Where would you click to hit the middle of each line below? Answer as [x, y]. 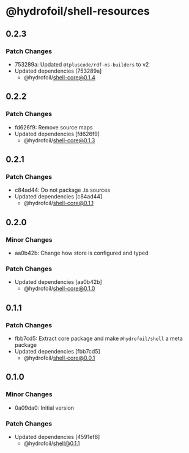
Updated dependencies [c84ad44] [58, 197]
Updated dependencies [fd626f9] [57, 134]
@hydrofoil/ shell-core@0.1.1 [59, 203]
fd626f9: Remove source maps [54, 127]
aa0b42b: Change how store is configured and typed [81, 253]
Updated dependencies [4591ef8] [57, 437]
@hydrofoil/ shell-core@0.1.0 [59, 289]
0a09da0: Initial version [44, 408]
